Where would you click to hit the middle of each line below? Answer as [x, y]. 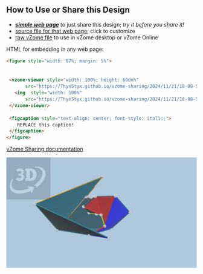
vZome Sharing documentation [45, 149]
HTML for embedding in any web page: [55, 49]
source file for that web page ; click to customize [75, 31]
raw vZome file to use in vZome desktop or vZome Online [86, 37]
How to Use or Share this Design [68, 10]
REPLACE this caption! [46, 125]
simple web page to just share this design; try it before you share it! [99, 24]
